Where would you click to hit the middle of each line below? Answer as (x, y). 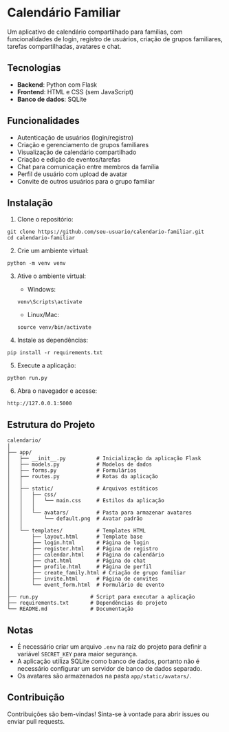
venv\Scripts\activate (50, 302)
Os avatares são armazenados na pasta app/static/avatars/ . (104, 676)
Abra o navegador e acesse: (57, 391)
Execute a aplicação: (46, 365)
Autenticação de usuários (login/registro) (75, 137)
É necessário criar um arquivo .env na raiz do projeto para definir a (112, 647)
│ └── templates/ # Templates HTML (77, 531)
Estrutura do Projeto (51, 424)
